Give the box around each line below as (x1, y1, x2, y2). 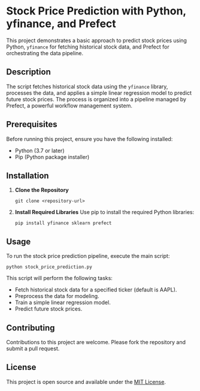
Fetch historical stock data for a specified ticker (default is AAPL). (14, 286, 177, 293)
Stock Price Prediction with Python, (6, 4, 187, 18)
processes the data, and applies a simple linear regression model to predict (6, 89, 192, 97)
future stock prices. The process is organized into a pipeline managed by (6, 95, 187, 103)
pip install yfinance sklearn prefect (14, 220, 112, 226)
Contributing (6, 323, 55, 333)
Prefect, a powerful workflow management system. (6, 102, 133, 109)
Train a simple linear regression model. (14, 299, 111, 306)
